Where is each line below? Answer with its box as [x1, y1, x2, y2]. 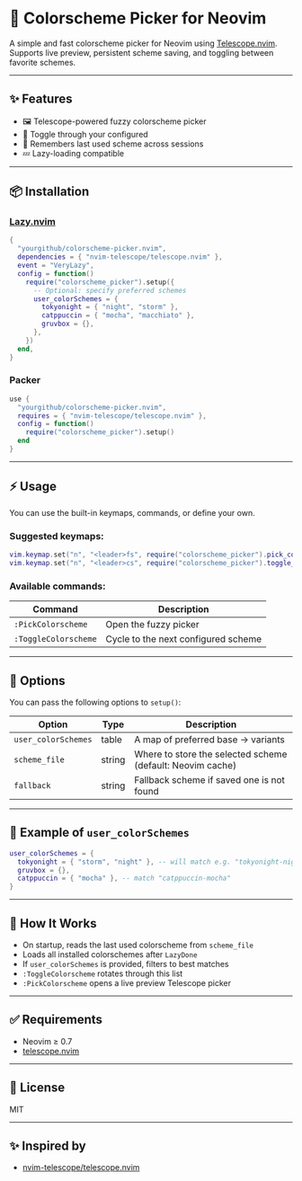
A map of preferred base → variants [134, 733, 285, 745]
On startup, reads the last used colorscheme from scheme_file [22, 939, 254, 950]
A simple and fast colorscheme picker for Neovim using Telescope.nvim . [9, 38, 278, 49]
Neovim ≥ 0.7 [22, 1035, 73, 1046]
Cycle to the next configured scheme [105, 633, 262, 645]
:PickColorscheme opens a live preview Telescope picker [22, 977, 232, 988]
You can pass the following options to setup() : [9, 697, 182, 707]
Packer [9, 374, 41, 386]
